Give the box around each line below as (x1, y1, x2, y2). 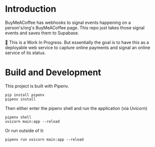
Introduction (5, 3, 57, 15)
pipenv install (5, 97, 36, 102)
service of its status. (5, 50, 46, 56)
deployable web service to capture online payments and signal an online (5, 44, 151, 50)
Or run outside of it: (5, 127, 44, 133)
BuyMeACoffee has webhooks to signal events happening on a (5, 20, 131, 25)
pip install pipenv (5, 92, 45, 97)
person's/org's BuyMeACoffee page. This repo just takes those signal (5, 24, 145, 30)
